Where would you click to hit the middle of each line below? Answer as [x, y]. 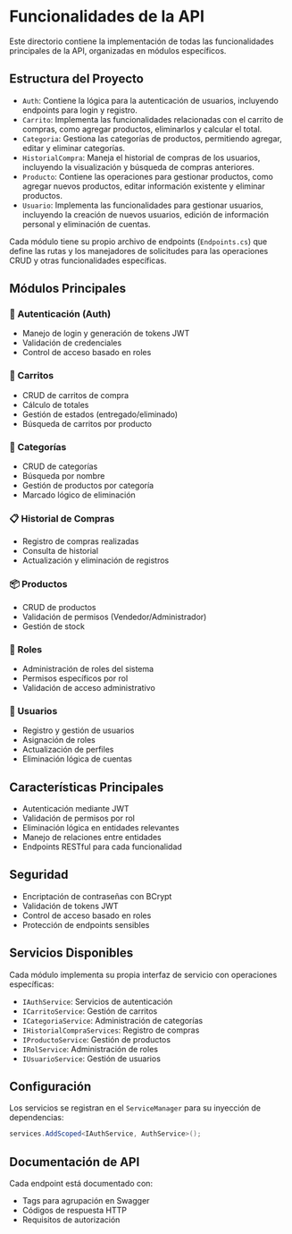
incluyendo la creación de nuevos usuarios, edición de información [146, 214]
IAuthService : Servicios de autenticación [97, 1001]
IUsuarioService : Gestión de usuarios [91, 1059]
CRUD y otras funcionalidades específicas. [88, 260]
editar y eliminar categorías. [74, 148]
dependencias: [37, 1118]
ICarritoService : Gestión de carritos [90, 1011]
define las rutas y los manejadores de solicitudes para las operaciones [139, 251]
